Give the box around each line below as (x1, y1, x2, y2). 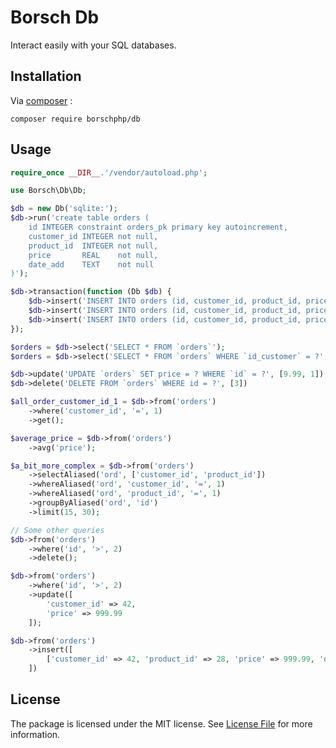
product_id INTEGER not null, (28, 241, 159, 251)
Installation (10, 68, 82, 85)
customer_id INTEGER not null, (28, 231, 159, 241)
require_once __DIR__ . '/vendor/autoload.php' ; (10, 167, 208, 178)
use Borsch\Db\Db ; (10, 186, 87, 196)
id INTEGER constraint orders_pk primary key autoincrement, (28, 222, 288, 233)
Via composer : (10, 94, 73, 106)
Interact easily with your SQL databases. (10, 39, 177, 51)
